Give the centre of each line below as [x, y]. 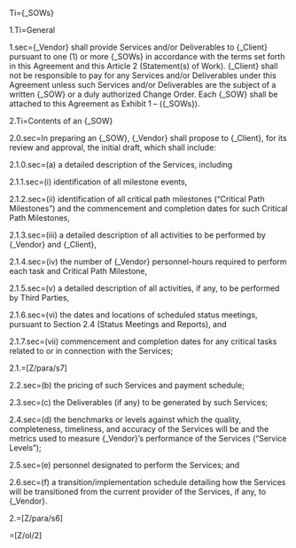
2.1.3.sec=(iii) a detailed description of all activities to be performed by [137, 235]
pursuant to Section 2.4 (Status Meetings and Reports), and [118, 324]
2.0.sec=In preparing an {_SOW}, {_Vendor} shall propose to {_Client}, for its [148, 138]
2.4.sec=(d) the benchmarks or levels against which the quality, [125, 419]
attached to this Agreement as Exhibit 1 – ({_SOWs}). [105, 104]
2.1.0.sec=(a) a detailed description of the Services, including [121, 164]
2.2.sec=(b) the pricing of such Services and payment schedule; [127, 385]
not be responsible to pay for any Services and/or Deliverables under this [143, 75]
